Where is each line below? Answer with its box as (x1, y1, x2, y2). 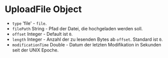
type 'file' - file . (12, 20, 47, 26)
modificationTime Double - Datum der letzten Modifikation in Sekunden (12, 41, 161, 47)
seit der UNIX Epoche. (12, 47, 59, 53)
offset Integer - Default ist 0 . (12, 31, 73, 37)
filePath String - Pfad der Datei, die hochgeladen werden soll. (12, 25, 143, 31)
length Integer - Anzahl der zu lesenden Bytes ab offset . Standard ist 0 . (12, 36, 163, 42)
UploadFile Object (5, 4, 82, 15)
